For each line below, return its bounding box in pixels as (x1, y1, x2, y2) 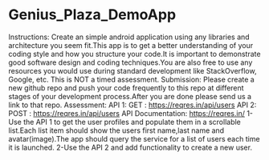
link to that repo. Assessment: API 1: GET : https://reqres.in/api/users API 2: (8, 100, 257, 110)
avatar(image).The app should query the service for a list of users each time (8, 134, 260, 143)
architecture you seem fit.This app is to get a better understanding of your (8, 40, 254, 50)
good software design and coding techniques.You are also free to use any (8, 58, 253, 67)
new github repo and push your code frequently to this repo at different (8, 82, 244, 93)
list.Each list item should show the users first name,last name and (8, 126, 225, 135)
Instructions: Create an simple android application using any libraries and (8, 32, 251, 42)
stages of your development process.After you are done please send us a (8, 91, 251, 101)
